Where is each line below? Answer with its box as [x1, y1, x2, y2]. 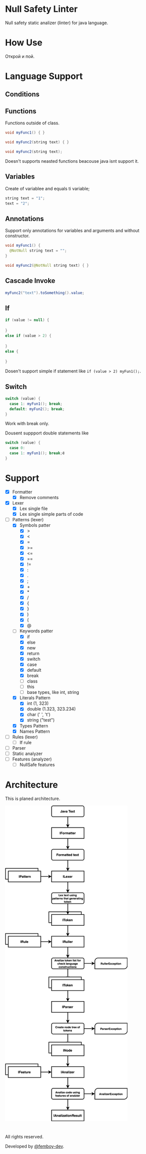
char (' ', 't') [27, 712, 51, 718]
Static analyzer [12, 751, 43, 757]
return [27, 650, 40, 656]
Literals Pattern [19, 695, 51, 701]
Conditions [5, 90, 40, 99]
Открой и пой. [5, 53, 35, 59]
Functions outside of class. [5, 120, 60, 126]
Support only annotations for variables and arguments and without [5, 228, 140, 234]
